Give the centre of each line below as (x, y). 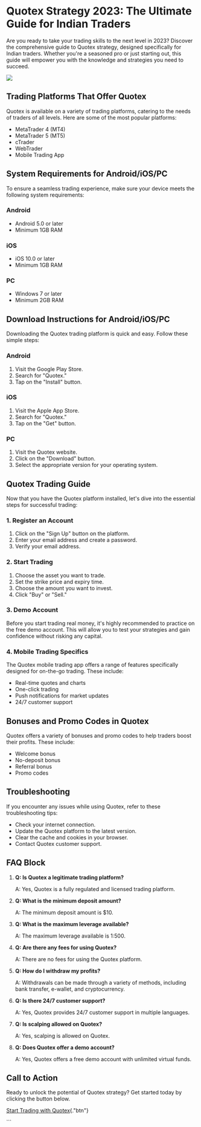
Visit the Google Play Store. (49, 369)
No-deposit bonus (38, 760)
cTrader (25, 142)
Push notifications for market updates (62, 696)
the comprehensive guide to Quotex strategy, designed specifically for (94, 47)
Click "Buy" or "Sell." (41, 594)
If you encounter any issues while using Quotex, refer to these (84, 806)
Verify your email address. (48, 547)
